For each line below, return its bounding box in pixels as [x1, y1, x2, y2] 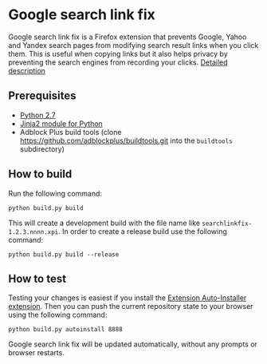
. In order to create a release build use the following [58, 226, 227, 236]
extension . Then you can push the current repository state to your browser [8, 302, 253, 311]
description [8, 65, 46, 75]
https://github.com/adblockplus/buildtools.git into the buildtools [19, 136, 233, 145]
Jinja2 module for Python [19, 118, 104, 129]
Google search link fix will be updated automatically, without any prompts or [8, 339, 257, 349]
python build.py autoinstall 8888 [8, 326, 124, 334]
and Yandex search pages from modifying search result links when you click [8, 40, 259, 49]
